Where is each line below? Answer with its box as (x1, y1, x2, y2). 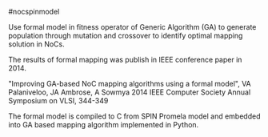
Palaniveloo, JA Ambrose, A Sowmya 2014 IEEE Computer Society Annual (8, 87, 251, 97)
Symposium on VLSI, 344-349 (8, 96, 109, 105)
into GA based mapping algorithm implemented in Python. (8, 120, 199, 129)
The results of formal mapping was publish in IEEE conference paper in (8, 55, 242, 64)
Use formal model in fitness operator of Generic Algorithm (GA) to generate (8, 22, 257, 31)
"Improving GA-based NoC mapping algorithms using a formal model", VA (8, 79, 252, 88)
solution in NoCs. (8, 39, 66, 49)
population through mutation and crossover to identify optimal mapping (8, 31, 243, 40)
